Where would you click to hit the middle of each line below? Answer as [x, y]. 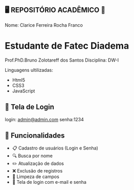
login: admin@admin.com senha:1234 [44, 119]
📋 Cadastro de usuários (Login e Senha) [55, 148]
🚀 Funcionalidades [35, 135]
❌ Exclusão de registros [37, 171]
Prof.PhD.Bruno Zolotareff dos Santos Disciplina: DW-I [62, 60]
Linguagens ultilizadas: [29, 70]
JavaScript [24, 91]
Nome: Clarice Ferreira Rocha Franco [44, 25]
